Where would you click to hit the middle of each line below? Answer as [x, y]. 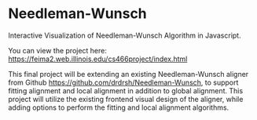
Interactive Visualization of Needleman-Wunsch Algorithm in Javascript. [125, 35]
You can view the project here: [58, 50]
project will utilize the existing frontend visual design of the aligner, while [126, 99]
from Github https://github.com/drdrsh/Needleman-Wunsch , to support [123, 82]
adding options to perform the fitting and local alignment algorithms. [119, 107]
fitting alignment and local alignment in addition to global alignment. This [126, 90]
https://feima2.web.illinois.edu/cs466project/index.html [98, 59]
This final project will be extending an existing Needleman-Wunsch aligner [128, 74]
